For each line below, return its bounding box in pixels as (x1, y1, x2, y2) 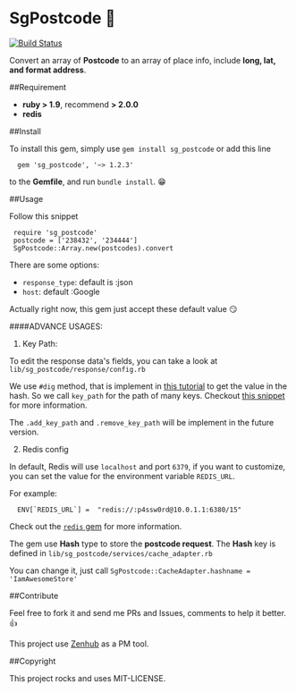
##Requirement (9, 81, 67, 92)
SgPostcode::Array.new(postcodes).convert (13, 243, 174, 253)
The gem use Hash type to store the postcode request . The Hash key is (9, 538, 276, 549)
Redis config (21, 443, 69, 454)
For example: (9, 487, 58, 499)
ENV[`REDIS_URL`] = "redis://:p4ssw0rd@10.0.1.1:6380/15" (17, 505, 242, 514)
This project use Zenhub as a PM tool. (9, 638, 149, 649)
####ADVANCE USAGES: (9, 321, 103, 332)
